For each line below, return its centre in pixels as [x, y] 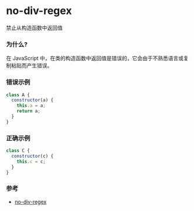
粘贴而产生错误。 [32, 66]
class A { [18, 95]
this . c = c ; [31, 161]
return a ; [29, 111]
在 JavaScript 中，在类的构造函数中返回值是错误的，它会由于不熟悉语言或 [95, 58]
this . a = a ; [31, 106]
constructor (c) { [33, 156]
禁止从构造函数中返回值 [34, 28]
